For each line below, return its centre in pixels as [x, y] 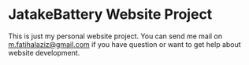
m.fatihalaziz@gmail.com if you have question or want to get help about [125, 44]
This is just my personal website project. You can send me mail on [115, 36]
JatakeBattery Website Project [110, 14]
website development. [44, 52]
